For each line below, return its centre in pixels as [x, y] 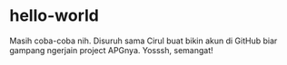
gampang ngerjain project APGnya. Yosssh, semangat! [111, 50]
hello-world [54, 16]
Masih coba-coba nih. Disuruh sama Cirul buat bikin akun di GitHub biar [143, 41]
